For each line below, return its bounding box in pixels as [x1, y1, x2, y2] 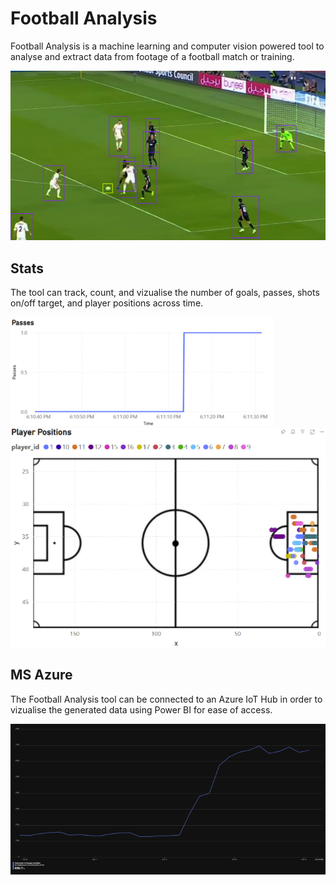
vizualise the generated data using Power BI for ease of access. [10, 703, 273, 716]
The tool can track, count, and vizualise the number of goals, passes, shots [10, 286, 320, 298]
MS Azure [10, 667, 73, 684]
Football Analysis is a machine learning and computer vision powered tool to [10, 40, 325, 52]
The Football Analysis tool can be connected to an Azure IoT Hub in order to [10, 693, 323, 705]
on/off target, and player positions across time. [10, 297, 204, 309]
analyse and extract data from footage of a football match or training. [10, 50, 295, 62]
